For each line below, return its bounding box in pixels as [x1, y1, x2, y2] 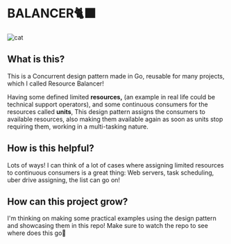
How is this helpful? [7, 143, 95, 154]
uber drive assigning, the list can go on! [7, 175, 120, 184]
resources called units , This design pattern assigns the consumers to [7, 107, 206, 115]
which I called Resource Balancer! [7, 79, 104, 88]
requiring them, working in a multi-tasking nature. [7, 122, 149, 131]
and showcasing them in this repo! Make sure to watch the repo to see [7, 222, 208, 230]
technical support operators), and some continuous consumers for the [7, 100, 208, 108]
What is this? [7, 54, 65, 65]
